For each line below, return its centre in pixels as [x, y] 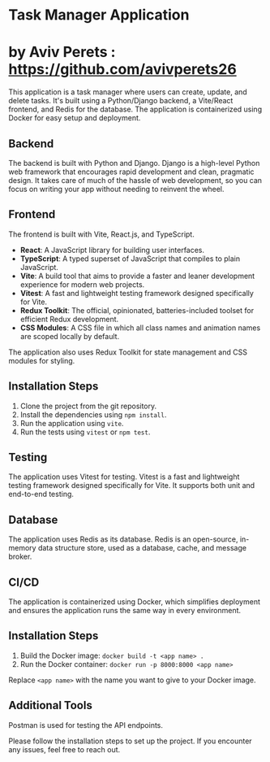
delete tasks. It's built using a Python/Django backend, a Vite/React [121, 101]
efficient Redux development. [69, 319]
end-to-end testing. [41, 494]
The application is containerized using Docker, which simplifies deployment [135, 602]
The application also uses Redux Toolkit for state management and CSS [128, 352]
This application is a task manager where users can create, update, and [128, 92]
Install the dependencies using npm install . [93, 414]
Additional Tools [51, 705]
